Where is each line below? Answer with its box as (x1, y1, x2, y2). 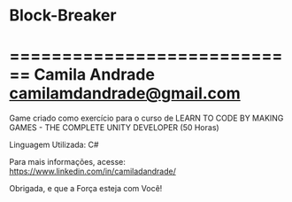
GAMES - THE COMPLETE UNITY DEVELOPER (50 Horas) (9, 122, 219, 133)
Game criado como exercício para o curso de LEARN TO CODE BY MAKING (9, 113, 284, 124)
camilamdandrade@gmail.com (9, 83, 241, 104)
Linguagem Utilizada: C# (9, 139, 99, 151)
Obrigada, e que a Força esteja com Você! (9, 183, 163, 194)
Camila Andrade (34, 65, 155, 85)
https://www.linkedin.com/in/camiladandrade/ (9, 166, 177, 177)
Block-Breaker (9, 5, 117, 26)
